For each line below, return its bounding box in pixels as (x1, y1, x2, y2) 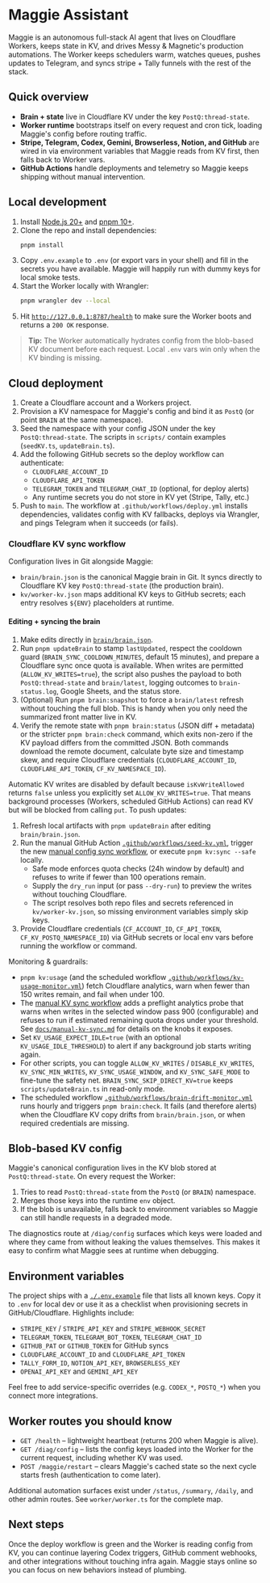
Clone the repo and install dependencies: (19, 225, 157, 235)
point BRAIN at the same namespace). (19, 415, 143, 425)
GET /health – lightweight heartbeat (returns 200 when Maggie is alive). (19, 1436, 259, 1446)
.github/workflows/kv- (168, 973, 244, 981)
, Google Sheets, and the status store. (56, 686, 182, 696)
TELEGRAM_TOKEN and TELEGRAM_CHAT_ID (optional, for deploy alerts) (31, 483, 250, 494)
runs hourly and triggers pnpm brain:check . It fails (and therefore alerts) (19, 1101, 257, 1111)
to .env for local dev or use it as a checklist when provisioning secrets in (8, 1299, 248, 1309)
